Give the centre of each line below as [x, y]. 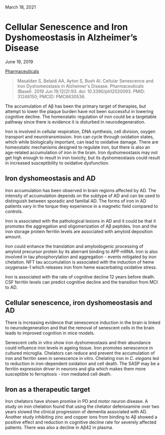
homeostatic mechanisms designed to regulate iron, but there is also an [78, 147]
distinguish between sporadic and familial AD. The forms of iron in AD [76, 201]
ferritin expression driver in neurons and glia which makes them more [76, 369]
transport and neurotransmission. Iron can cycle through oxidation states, [80, 137]
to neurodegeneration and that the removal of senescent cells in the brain [80, 327]
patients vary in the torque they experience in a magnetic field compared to [82, 206]
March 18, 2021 [20, 7]
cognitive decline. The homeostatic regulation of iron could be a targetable [81, 117]
